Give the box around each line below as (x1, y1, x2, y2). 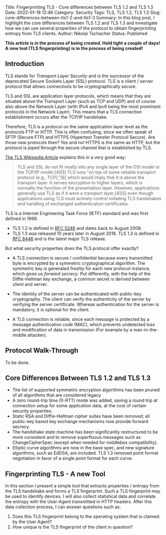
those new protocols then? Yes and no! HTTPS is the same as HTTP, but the (5, 139, 160, 145)
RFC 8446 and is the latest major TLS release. (12, 235, 107, 242)
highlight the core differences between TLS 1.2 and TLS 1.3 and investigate (5, 20, 158, 26)
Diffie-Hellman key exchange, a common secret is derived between (12, 276, 150, 282)
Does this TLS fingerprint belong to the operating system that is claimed (12, 514, 160, 520)
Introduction (5, 59, 45, 68)
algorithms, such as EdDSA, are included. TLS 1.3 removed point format (12, 450, 159, 456)
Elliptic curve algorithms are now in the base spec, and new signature (12, 445, 155, 451)
